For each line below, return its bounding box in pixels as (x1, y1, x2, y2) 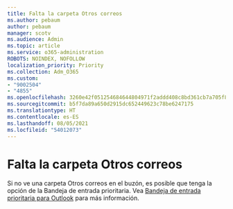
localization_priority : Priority (7, 62, 104, 69)
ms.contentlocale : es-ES (7, 113, 79, 120)
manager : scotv (7, 29, 51, 37)
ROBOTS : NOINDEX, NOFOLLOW (7, 56, 85, 62)
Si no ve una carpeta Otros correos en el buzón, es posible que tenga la (7, 179, 213, 187)
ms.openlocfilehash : (7, 94, 67, 101)
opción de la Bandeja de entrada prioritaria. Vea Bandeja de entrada (7, 187, 201, 195)
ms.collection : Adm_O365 (7, 68, 79, 75)
